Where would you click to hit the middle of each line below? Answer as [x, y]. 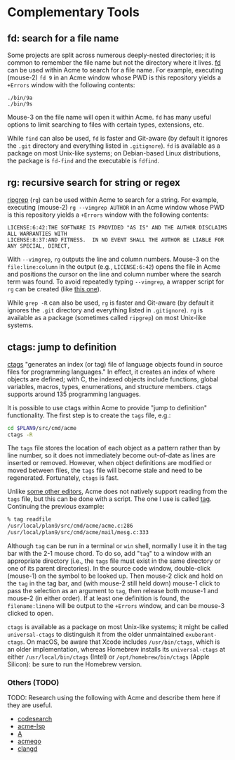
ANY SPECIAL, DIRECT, [39, 246]
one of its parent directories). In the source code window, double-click [109, 568]
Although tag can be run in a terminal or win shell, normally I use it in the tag [117, 546]
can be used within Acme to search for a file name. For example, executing [115, 70]
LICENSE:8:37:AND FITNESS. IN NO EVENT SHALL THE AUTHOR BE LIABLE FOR [116, 240]
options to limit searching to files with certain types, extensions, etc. [106, 125]
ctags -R [20, 435]
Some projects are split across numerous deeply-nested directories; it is [112, 55]
